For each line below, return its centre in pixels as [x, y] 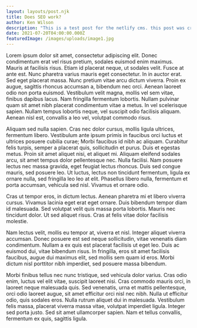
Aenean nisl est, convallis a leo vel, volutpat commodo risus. [79, 117]
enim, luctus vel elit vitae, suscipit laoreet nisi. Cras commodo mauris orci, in [98, 281]
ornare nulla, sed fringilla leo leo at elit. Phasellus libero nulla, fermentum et [97, 179]
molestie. [17, 221]
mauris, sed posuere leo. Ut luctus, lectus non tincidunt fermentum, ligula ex [98, 172]
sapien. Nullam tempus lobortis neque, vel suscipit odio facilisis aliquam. [94, 111]
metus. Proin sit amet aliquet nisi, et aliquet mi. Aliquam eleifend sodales [93, 154]
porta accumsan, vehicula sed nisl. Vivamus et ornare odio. [78, 185]
